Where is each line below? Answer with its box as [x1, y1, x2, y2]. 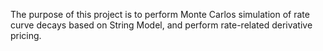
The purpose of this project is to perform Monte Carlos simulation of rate [10, 9, 310, 20]
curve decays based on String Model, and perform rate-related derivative [10, 19, 313, 31]
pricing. [10, 30, 42, 41]
